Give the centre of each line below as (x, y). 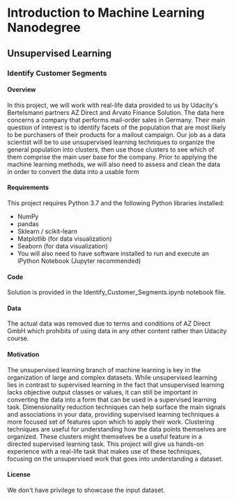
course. (18, 338)
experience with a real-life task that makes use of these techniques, (104, 451)
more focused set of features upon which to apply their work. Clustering (111, 422)
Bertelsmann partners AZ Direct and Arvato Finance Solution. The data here (116, 112)
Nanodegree (44, 27)
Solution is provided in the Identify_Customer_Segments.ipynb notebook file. (117, 292)
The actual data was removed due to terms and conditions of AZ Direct (109, 324)
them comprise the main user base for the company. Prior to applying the (112, 157)
